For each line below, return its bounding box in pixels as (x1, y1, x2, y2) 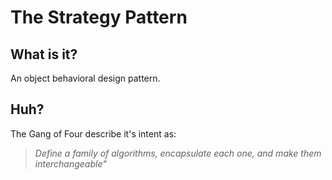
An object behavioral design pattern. (10, 72, 161, 84)
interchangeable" (34, 157, 107, 170)
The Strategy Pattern (10, 6, 188, 29)
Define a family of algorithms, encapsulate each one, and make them (34, 147, 322, 159)
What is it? (10, 46, 78, 63)
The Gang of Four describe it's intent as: (10, 127, 177, 140)
